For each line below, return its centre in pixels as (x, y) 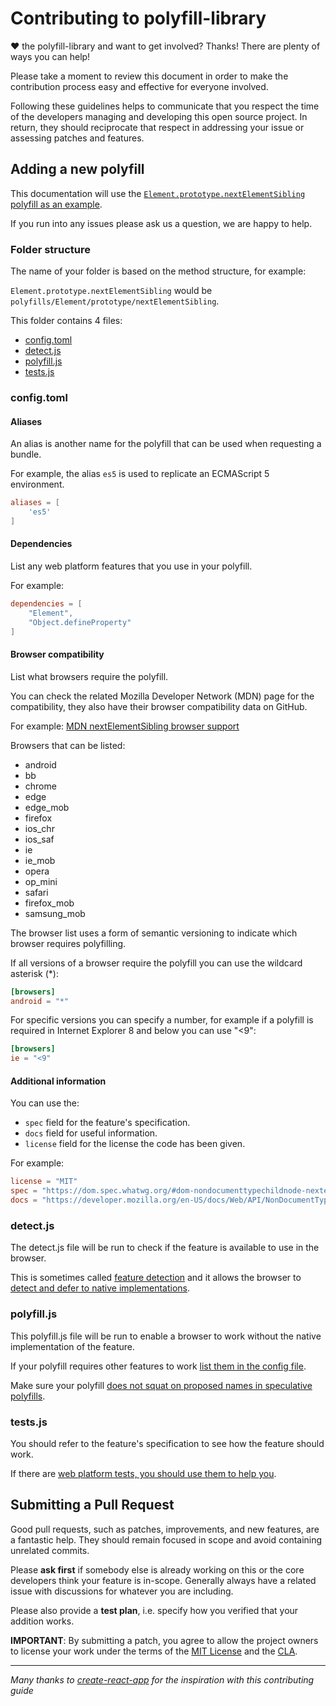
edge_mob (47, 807)
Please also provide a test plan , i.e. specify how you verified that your (154, 1610)
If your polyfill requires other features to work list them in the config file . (158, 1366)
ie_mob (40, 860)
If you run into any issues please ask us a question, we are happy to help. (161, 223)
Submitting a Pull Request (92, 1505)
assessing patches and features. (77, 138)
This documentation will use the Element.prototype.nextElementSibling (158, 193)
